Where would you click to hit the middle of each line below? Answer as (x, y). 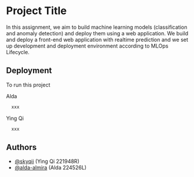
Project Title (36, 11)
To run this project (28, 85)
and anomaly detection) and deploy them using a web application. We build (97, 33)
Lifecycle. (18, 52)
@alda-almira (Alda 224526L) (51, 168)
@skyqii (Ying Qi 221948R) (47, 161)
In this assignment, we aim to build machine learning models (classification (97, 27)
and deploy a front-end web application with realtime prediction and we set (97, 39)
